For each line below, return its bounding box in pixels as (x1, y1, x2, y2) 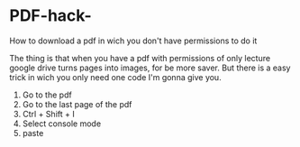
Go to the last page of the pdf (22, 98, 132, 109)
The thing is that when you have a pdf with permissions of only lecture (9, 52, 271, 63)
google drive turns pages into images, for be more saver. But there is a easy (9, 62, 291, 73)
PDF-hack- (9, 5, 92, 26)
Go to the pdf (22, 89, 72, 100)
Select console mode (22, 118, 102, 129)
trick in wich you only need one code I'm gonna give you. (9, 71, 223, 82)
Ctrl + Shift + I (22, 108, 75, 119)
